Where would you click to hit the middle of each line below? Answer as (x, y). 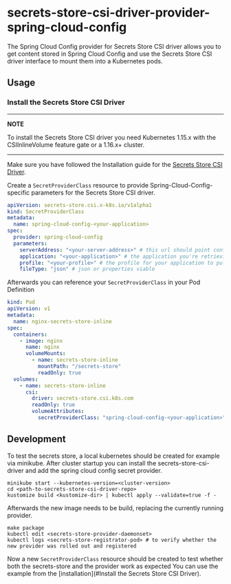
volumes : (26, 379)
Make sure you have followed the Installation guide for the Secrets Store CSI (115, 164)
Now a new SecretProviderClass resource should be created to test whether (115, 558)
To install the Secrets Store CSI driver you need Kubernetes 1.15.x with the (112, 137)
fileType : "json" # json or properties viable (87, 269)
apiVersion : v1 (29, 309)
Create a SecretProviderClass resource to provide (78, 185)
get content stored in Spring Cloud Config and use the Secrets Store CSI (110, 54)
